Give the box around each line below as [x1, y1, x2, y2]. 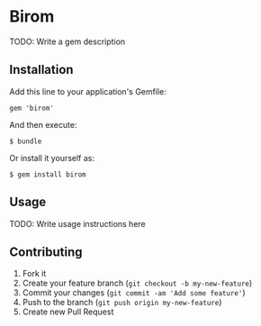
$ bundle [9, 137, 42, 146]
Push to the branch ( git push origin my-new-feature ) [22, 297, 222, 308]
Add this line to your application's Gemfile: [9, 86, 166, 96]
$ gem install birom [9, 169, 87, 179]
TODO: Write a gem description [9, 36, 126, 47]
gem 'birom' [9, 104, 54, 113]
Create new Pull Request [22, 306, 114, 317]
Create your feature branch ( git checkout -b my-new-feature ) [22, 277, 253, 289]
